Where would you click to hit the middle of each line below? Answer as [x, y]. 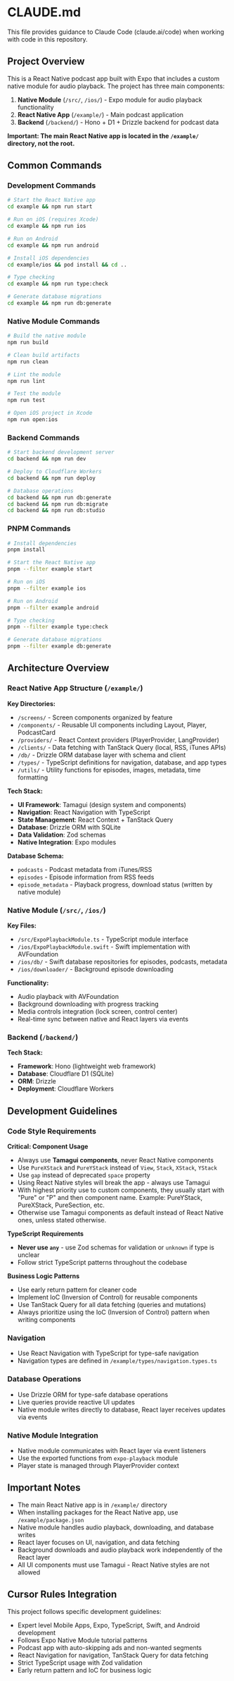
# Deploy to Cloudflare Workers [54, 472]
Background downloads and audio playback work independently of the [120, 1550]
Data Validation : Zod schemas [62, 835]
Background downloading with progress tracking [88, 1004]
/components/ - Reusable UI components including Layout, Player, [112, 724]
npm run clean [28, 362]
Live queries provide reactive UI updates [76, 1402]
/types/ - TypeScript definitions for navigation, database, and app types [122, 762]
